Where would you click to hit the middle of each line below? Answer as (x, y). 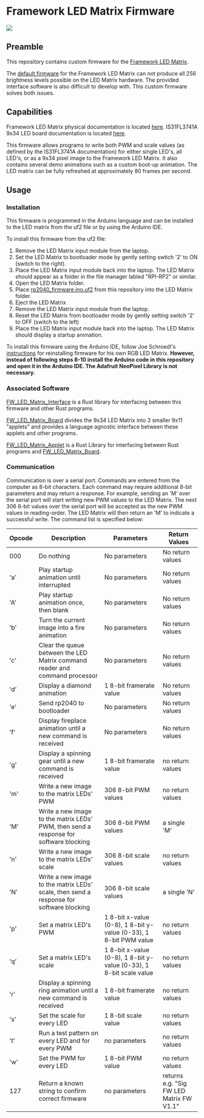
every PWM (55, 1048)
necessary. (21, 372)
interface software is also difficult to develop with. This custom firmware (97, 86)
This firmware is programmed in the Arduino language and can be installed (100, 221)
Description (69, 538)
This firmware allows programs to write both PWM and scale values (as (96, 145)
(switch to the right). (40, 264)
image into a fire (62, 627)
